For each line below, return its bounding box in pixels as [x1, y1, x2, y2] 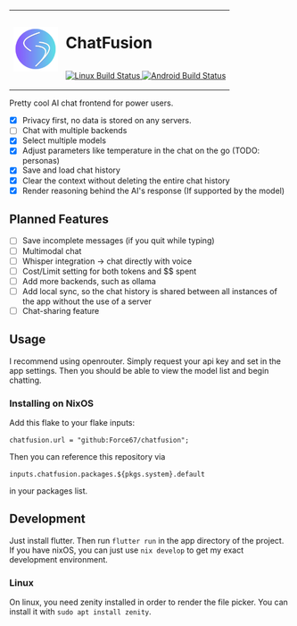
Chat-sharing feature [21, 305, 100, 316]
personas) [21, 156, 61, 166]
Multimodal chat [21, 245, 82, 256]
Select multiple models [21, 135, 107, 146]
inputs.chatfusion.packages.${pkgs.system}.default [9, 469, 205, 478]
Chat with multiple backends [21, 125, 128, 136]
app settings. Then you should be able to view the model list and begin [9, 365, 269, 376]
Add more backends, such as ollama [21, 275, 156, 286]
